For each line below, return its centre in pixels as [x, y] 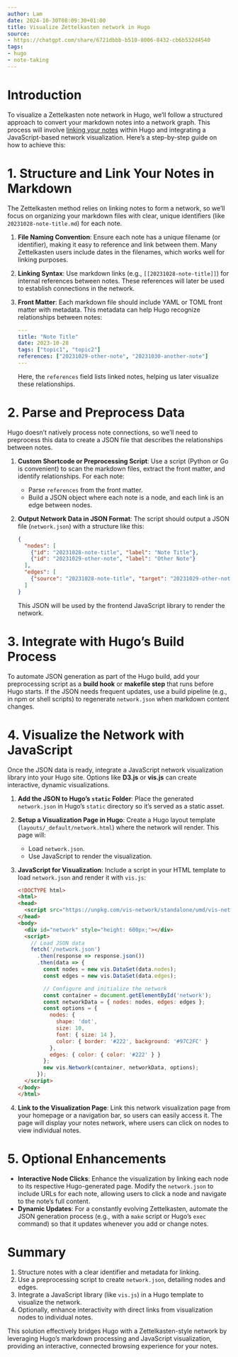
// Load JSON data [58, 943]
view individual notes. [49, 1130]
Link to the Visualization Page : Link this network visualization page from [124, 1108]
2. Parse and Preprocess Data [96, 413]
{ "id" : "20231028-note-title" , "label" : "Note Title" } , [115, 552]
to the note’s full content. [54, 1201]
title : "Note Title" [48, 337]
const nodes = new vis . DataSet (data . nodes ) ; [110, 969]
